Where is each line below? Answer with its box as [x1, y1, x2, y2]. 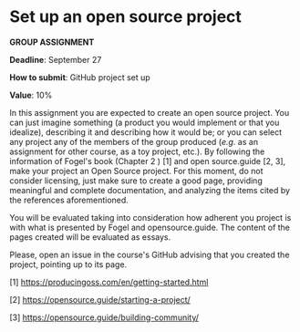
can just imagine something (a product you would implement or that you [9, 117, 280, 128]
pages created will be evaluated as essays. [9, 231, 171, 243]
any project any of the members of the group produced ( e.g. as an [9, 136, 258, 147]
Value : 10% [9, 89, 53, 100]
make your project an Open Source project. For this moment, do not [9, 165, 264, 176]
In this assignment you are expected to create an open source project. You [9, 107, 290, 118]
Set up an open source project [9, 6, 242, 27]
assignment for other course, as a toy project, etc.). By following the [9, 146, 265, 157]
